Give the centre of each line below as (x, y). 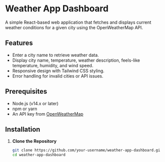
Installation (23, 129)
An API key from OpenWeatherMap (48, 114)
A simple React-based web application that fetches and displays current (78, 22)
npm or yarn (25, 109)
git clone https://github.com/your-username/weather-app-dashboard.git (87, 150)
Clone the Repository (34, 141)
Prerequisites (26, 92)
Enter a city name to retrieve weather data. (56, 55)
